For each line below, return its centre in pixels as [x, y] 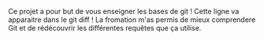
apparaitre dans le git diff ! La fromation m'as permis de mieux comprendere [132, 20]
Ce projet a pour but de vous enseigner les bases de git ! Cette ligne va [124, 11]
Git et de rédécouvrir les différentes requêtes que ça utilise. [105, 28]
